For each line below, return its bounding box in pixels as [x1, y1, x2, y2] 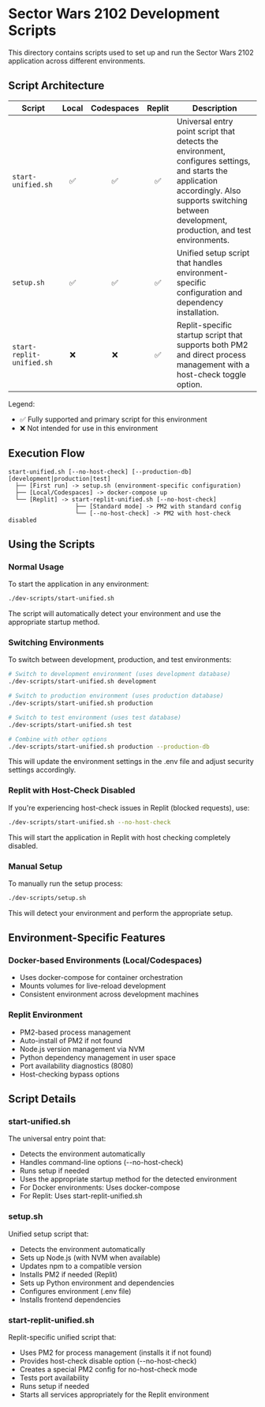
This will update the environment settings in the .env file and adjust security [8, 757, 254, 766]
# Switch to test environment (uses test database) [8, 713, 181, 721]
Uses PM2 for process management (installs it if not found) [19, 1348, 212, 1357]
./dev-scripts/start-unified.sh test [8, 721, 132, 728]
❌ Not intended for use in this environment [19, 423, 159, 433]
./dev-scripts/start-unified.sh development [8, 678, 157, 686]
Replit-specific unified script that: [8, 1333, 117, 1342]
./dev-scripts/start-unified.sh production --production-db [8, 743, 211, 751]
